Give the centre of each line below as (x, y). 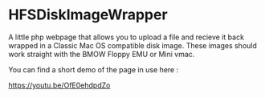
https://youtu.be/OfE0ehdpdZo (59, 85)
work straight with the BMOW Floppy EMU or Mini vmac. (102, 54)
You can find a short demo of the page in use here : (94, 69)
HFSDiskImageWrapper (88, 15)
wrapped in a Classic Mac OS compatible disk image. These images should (132, 45)
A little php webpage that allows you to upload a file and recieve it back (126, 37)
